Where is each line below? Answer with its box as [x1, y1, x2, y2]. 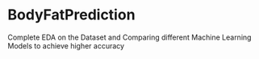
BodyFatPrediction [7, 6, 136, 24]
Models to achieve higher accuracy [7, 40, 125, 50]
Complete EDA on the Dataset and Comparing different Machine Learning [7, 32, 252, 42]
